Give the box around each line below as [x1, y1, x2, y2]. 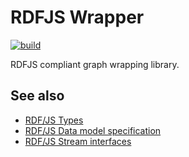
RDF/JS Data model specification [24, 124, 162, 136]
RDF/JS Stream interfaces [24, 135, 132, 147]
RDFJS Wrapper [10, 6, 145, 29]
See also [10, 87, 65, 105]
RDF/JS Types [24, 114, 84, 126]
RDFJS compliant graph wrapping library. [10, 58, 180, 70]
